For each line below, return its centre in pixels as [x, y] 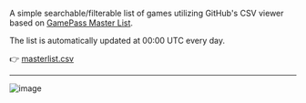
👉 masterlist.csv [42, 59]
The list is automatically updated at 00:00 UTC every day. [117, 41]
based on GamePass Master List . [71, 23]
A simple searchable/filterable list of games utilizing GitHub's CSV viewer [147, 13]
